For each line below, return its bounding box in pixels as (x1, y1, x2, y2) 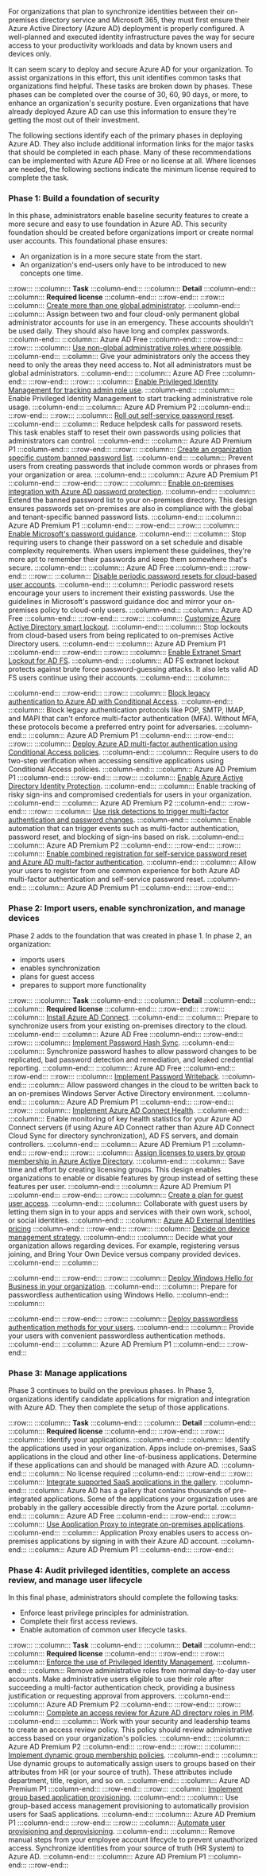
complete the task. (8, 173, 69, 182)
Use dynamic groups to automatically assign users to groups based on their (8, 1759, 256, 1769)
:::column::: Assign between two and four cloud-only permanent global (8, 310, 240, 319)
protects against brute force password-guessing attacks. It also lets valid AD (8, 665, 259, 674)
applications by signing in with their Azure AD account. (40, 1536, 220, 1546)
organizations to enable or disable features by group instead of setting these (8, 1173, 259, 1183)
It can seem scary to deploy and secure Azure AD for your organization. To (8, 64, 253, 74)
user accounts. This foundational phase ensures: (8, 236, 168, 246)
